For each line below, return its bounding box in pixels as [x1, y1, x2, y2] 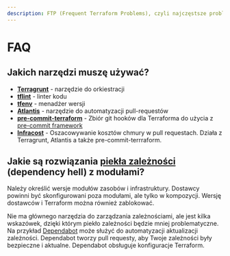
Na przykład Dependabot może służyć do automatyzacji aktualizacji [7, 227, 199, 235]
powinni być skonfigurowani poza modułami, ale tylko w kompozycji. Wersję [7, 192, 221, 200]
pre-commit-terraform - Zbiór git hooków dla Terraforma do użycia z [16, 114, 214, 122]
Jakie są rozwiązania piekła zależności [7, 155, 176, 168]
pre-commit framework [16, 121, 84, 129]
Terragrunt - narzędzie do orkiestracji [16, 85, 125, 93]
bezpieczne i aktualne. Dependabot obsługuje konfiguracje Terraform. [7, 241, 205, 250]
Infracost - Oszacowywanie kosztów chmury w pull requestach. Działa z [16, 128, 222, 137]
